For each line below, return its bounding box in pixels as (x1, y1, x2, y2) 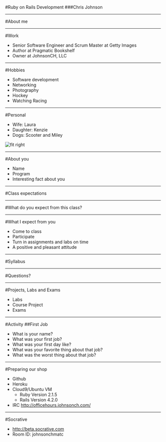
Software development (12, 77, 59, 82)
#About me (5, 18, 28, 24)
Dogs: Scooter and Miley (12, 132, 63, 138)
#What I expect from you (5, 219, 56, 224)
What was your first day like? (12, 341, 72, 347)
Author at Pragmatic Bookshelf (12, 48, 75, 54)
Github (12, 376, 26, 382)
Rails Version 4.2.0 (19, 397, 58, 403)
